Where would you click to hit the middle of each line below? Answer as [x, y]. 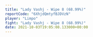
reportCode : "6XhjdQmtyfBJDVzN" [38, 14]
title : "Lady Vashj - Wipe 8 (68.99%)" [46, 9]
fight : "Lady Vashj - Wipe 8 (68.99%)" [46, 23]
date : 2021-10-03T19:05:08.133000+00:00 [47, 27]
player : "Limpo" [21, 18]
